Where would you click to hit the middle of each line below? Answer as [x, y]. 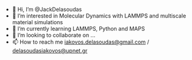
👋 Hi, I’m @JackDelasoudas [47, 9]
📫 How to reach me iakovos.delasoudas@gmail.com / [81, 42]
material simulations [37, 22]
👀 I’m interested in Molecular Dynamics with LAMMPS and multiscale [99, 16]
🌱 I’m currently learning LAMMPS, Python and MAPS [79, 28]
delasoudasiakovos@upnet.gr [50, 51]
